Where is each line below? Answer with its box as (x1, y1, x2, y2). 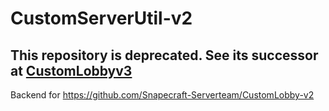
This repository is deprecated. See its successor (10, 47, 319, 64)
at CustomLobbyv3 (10, 62, 133, 79)
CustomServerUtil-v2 (10, 7, 193, 30)
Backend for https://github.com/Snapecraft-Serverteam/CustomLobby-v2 (10, 89, 315, 101)
